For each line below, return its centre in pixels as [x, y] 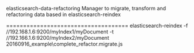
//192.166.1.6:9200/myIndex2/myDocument [58, 38]
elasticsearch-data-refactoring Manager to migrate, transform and [86, 8]
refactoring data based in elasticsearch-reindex [64, 14]
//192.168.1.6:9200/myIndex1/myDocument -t [60, 32]
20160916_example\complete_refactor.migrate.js [64, 44]
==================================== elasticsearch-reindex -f [97, 26]
